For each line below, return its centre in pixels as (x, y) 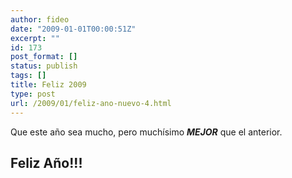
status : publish (44, 66)
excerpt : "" (35, 38)
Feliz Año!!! (46, 162)
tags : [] (28, 76)
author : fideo (40, 19)
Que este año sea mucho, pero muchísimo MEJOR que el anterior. (146, 132)
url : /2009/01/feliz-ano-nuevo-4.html (91, 103)
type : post (33, 94)
